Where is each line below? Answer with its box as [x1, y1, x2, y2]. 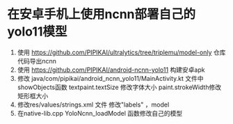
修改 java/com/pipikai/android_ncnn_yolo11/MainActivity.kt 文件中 [17, 74, 204, 82]
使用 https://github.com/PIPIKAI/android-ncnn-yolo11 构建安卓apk [17, 65, 205, 74]
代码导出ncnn [17, 56, 57, 65]
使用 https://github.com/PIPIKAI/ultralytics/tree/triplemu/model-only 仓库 [17, 48, 226, 56]
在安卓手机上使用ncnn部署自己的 [7, 6, 196, 22]
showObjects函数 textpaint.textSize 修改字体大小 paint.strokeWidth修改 [17, 83, 221, 91]
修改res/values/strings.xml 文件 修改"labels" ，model [17, 100, 170, 109]
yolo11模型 [7, 24, 67, 40]
